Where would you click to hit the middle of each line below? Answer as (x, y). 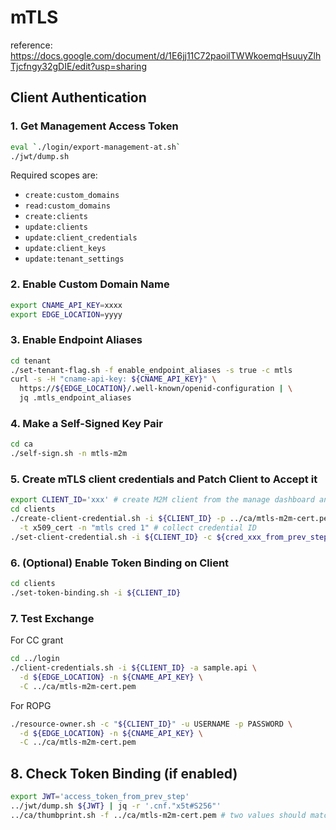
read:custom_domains (67, 206)
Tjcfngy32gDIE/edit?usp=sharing (78, 66)
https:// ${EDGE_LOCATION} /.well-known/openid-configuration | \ (156, 389)
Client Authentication (78, 97)
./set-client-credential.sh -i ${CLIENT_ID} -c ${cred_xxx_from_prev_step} (171, 537)
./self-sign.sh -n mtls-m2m (69, 454)
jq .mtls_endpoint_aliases (75, 398)
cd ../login (35, 659)
